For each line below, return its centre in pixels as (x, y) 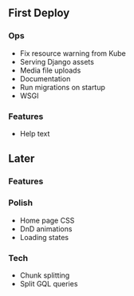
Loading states (44, 237)
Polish (21, 203)
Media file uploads (50, 70)
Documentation (45, 78)
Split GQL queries (49, 283)
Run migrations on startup (63, 87)
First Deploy (39, 13)
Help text (35, 133)
